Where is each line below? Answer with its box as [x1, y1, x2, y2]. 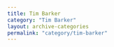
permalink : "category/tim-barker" [7, 29, 108, 37]
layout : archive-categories [7, 23, 90, 30]
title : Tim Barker [7, 10, 61, 17]
